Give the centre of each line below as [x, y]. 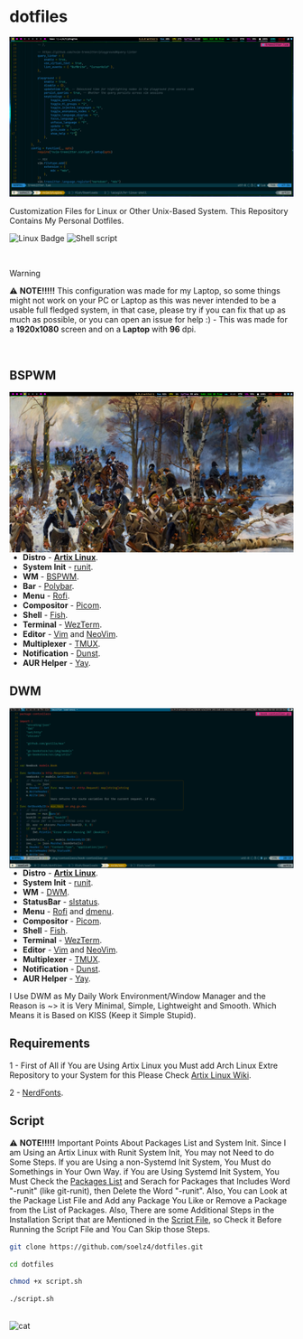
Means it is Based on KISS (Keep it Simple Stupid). [103, 1016]
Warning [25, 274]
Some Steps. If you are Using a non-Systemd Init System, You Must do [140, 1162]
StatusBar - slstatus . [61, 902]
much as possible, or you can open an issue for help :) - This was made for [149, 320]
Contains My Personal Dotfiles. [67, 221]
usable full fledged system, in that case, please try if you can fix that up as [148, 310]
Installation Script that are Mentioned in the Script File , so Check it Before [146, 1219]
